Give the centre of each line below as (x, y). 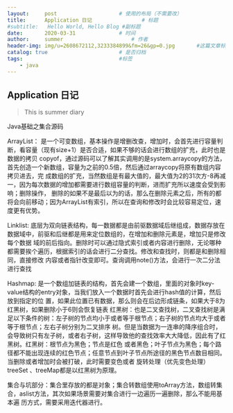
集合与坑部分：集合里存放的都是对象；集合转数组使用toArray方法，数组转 (112, 385)
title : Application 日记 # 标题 (83, 20)
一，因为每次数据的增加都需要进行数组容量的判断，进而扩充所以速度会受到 (113, 185)
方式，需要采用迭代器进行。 (66, 403)
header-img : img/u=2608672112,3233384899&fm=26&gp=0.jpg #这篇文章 (114, 46)
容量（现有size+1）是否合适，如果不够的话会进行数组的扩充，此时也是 (126, 150)
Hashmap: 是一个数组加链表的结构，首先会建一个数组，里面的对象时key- (111, 284)
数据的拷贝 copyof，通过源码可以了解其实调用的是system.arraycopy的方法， (116, 159)
